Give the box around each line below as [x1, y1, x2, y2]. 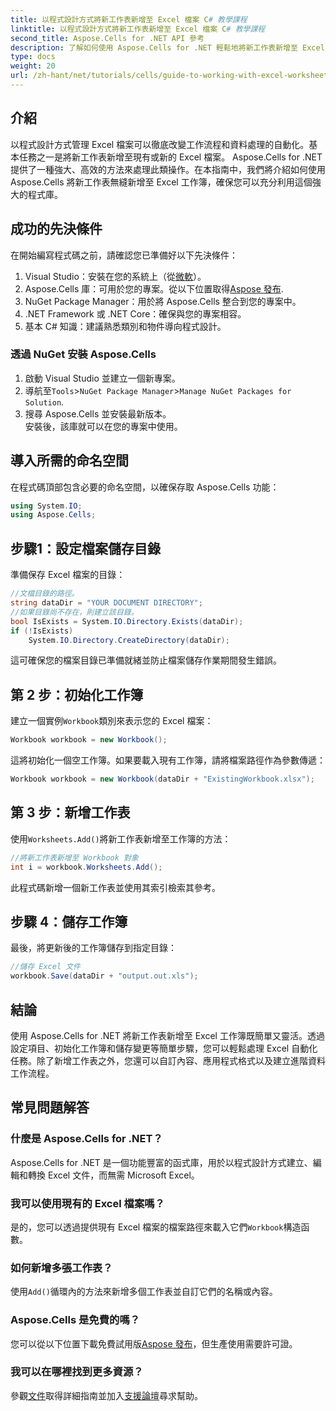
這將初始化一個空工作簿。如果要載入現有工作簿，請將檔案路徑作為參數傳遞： [10, 754, 326, 766]
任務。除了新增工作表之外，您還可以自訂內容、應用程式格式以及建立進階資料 [10, 1054, 326, 1066]
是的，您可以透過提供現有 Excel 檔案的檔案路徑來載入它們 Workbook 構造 [10, 1221, 302, 1233]
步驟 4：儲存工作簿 [10, 913, 128, 930]
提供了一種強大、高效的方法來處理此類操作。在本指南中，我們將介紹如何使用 [10, 163, 326, 175]
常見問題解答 [10, 1099, 90, 1116]
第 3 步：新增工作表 [10, 804, 131, 821]
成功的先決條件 [10, 221, 103, 238]
